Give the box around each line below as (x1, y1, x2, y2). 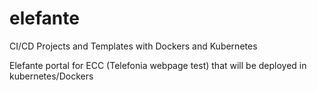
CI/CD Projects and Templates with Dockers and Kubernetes (9, 40, 258, 52)
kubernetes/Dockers (9, 70, 94, 82)
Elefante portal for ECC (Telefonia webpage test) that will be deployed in (9, 59, 307, 71)
